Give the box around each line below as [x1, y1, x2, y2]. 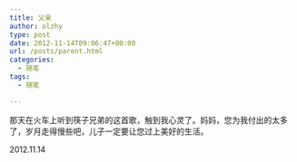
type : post [9, 30, 51, 39]
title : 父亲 [9, 13, 52, 23]
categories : [9, 55, 54, 64]
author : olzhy [9, 22, 64, 31]
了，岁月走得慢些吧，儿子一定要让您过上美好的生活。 [9, 126, 209, 137]
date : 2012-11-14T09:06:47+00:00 [9, 38, 136, 48]
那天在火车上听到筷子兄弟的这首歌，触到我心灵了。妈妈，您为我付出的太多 [9, 114, 288, 125]
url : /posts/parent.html [9, 47, 104, 56]
